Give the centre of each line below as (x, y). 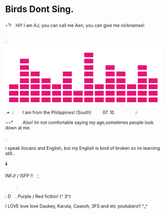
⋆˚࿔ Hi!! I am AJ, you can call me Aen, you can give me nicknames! (75, 25)
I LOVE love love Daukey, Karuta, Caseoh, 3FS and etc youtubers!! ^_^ (76, 206)
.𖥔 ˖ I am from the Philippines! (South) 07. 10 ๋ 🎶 (71, 113)
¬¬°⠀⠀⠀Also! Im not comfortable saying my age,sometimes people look (79, 123)
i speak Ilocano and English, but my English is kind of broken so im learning (83, 148)
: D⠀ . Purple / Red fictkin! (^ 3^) (38, 196)
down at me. (18, 128)
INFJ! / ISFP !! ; (22, 176)
